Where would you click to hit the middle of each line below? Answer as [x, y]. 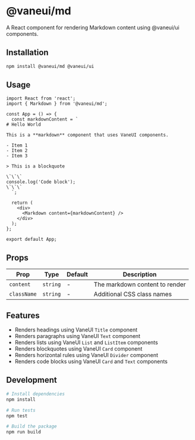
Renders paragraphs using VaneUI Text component [78, 336]
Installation [27, 53]
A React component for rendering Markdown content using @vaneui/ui [93, 27]
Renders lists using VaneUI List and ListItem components [87, 343]
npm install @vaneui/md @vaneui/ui [50, 66]
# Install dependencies [36, 394]
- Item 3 [17, 156]
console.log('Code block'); [41, 182]
